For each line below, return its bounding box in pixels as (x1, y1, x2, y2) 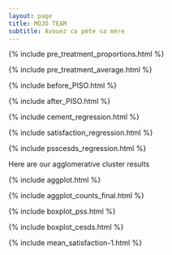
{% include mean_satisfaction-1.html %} (8, 238, 143, 248)
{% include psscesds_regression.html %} (8, 144, 147, 153)
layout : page (8, 11, 53, 20)
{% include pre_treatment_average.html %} (8, 65, 153, 75)
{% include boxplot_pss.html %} (8, 206, 116, 216)
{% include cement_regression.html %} (8, 112, 140, 122)
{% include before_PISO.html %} (8, 80, 118, 90)
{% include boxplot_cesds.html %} (8, 223, 124, 232)
